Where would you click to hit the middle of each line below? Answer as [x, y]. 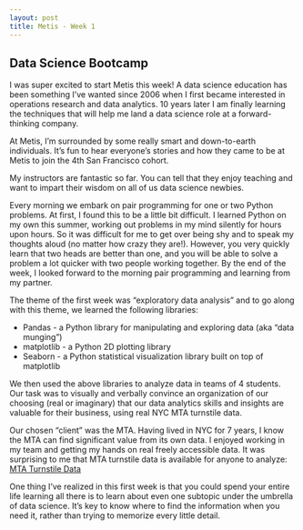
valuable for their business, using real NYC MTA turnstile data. [126, 413]
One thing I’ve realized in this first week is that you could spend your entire [150, 486]
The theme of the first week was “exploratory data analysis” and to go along [152, 300]
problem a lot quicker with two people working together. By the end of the [148, 264]
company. [60, 124]
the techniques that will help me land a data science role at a [123, 114]
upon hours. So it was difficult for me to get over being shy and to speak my [151, 235]
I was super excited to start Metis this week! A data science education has [149, 85]
